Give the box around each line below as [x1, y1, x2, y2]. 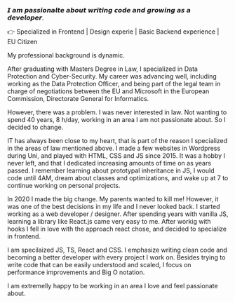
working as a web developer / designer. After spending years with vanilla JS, [7, 210, 229, 218]
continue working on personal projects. [7, 182, 121, 189]
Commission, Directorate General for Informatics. [7, 95, 149, 102]
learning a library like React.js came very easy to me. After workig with [7, 217, 212, 225]
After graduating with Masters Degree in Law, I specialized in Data [7, 65, 199, 73]
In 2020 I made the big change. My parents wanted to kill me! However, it [7, 195, 219, 203]
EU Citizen [7, 38, 38, 46]
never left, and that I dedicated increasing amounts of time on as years [7, 159, 212, 167]
